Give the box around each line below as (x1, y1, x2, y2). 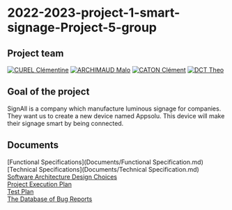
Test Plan (7, 187, 34, 195)
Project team (7, 47, 64, 59)
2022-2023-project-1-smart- (7, 5, 180, 21)
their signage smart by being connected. (7, 119, 124, 127)
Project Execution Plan (7, 179, 72, 188)
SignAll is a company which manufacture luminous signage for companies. (7, 104, 222, 113)
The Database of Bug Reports (7, 195, 93, 203)
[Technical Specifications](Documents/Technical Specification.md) (7, 165, 200, 173)
